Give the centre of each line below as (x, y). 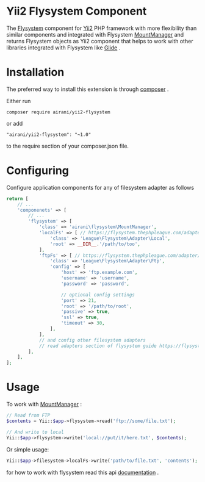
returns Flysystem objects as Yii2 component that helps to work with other (100, 41)
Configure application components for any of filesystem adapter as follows (100, 187)
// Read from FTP (28, 415)
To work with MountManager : (44, 405)
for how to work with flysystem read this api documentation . (83, 472)
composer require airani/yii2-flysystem (59, 112)
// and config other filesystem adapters (92, 340)
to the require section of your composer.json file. (68, 146)
